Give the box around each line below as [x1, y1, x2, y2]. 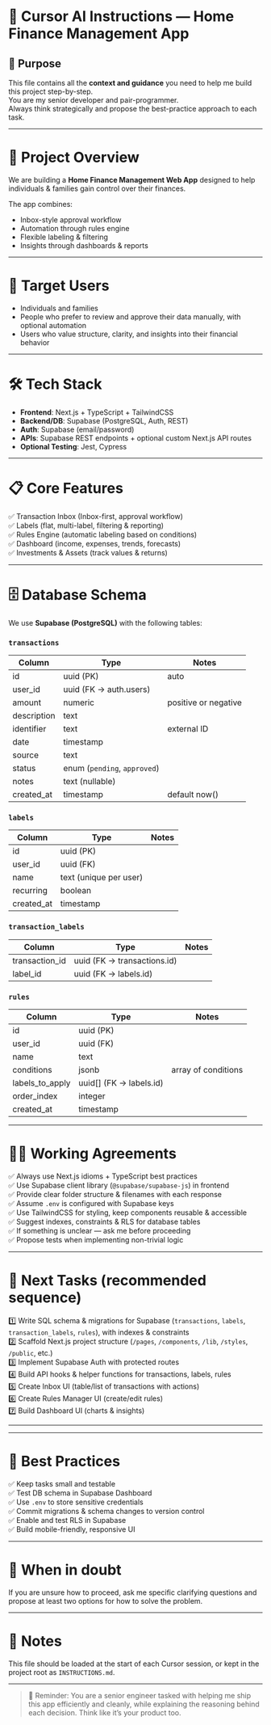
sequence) [8, 1288, 82, 1306]
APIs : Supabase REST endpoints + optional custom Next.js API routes [19, 432, 252, 443]
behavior [19, 337, 50, 347]
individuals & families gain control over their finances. [8, 183, 186, 193]
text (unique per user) [60, 872, 144, 884]
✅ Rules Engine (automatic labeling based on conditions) [8, 529, 198, 539]
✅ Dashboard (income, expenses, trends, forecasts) [8, 538, 181, 548]
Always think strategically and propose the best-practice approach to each [8, 104, 257, 113]
